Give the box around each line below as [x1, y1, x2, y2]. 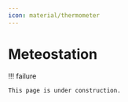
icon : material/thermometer [8, 11, 101, 20]
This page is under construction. [8, 86, 122, 94]
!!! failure [8, 71, 37, 81]
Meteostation [8, 45, 98, 63]
